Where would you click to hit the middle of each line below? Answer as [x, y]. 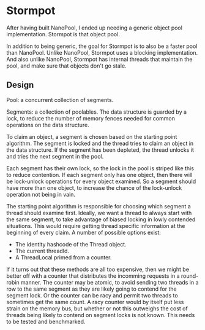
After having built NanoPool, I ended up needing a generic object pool [94, 28]
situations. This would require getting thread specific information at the [96, 226]
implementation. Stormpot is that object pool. [63, 34]
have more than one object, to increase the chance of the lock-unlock [94, 187]
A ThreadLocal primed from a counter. [63, 257]
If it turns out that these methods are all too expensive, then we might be [98, 269]
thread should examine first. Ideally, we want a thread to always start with [99, 213]
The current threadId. [42, 251]
